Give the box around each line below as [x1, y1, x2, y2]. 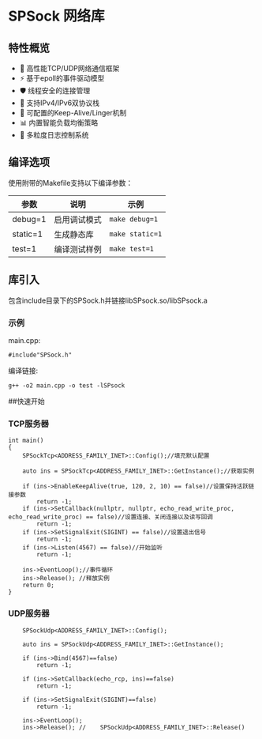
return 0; [22, 582, 55, 590]
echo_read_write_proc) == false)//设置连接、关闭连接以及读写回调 [8, 513, 213, 522]
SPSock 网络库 [8, 7, 105, 25]
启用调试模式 [54, 214, 102, 225]
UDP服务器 [8, 608, 50, 619]
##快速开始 [8, 396, 45, 405]
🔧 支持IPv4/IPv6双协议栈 [19, 98, 100, 107]
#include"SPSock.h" [8, 351, 73, 359]
